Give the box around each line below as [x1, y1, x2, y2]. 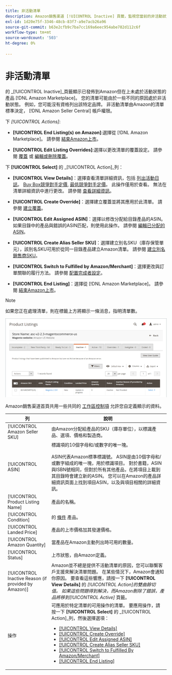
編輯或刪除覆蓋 [34, 153, 67, 159]
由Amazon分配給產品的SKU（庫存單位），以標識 [51, 425, 152, 432]
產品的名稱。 [51, 499, 78, 505]
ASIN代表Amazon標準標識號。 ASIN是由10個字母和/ [51, 454, 161, 460]
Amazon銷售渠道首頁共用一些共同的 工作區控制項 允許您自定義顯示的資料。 [5, 403, 164, 410]
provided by [7, 581, 33, 587]
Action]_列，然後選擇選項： [51, 615, 110, 621]
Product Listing [7, 499, 40, 505]
